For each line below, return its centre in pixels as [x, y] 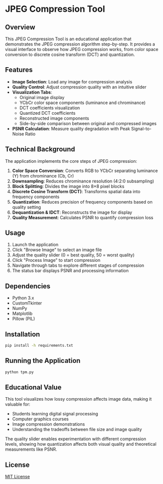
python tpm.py [20, 372]
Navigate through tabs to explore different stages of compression [78, 265]
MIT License [18, 477]
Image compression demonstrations [48, 424]
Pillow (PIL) [23, 319]
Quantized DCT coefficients [47, 113]
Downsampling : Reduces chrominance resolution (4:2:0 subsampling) [83, 181]
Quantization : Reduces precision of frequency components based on [82, 202]
